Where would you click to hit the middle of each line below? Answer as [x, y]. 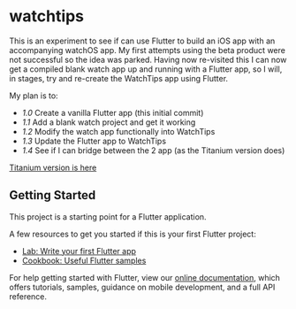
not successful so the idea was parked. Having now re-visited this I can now [148, 59]
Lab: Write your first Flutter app [79, 251]
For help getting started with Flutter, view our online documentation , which [145, 277]
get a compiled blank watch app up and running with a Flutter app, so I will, [146, 69]
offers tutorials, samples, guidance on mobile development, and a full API [142, 287]
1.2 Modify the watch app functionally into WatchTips [118, 131]
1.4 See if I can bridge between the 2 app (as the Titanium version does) [153, 150]
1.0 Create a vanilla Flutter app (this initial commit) [113, 112]
